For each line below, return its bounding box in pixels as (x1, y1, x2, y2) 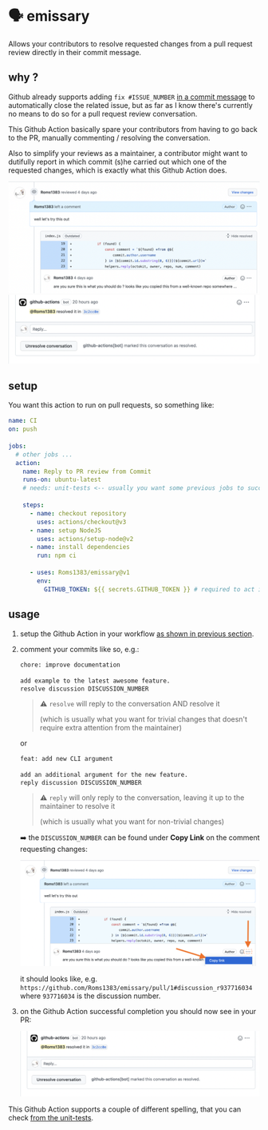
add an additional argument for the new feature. (19, 770, 189, 778)
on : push (8, 425, 37, 433)
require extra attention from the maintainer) (39, 722, 182, 732)
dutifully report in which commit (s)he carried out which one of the (8, 157, 227, 166)
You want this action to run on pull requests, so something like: (8, 400, 215, 410)
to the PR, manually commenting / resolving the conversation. (8, 133, 211, 142)
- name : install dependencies (29, 543, 130, 551)
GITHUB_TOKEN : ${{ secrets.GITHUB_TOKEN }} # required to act (43, 585, 255, 593)
